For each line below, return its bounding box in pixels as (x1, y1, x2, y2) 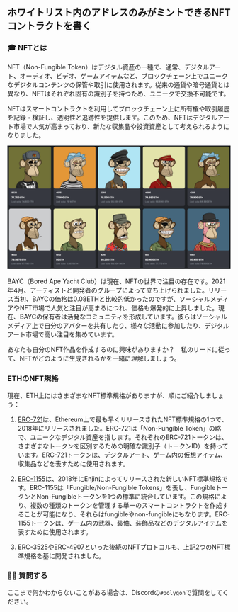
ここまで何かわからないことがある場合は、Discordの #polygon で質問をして (7, 588, 223, 596)
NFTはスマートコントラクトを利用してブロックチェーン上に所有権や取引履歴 (7, 104, 230, 113)
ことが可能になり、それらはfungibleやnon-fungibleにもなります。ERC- (23, 509, 230, 518)
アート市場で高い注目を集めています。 (7, 330, 118, 339)
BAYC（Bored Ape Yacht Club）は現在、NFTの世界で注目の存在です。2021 (7, 277, 226, 285)
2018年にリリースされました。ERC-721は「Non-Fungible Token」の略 (17, 424, 222, 432)
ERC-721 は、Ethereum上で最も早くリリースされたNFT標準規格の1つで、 (17, 415, 228, 424)
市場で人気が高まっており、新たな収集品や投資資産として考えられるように (13, 122, 230, 130)
